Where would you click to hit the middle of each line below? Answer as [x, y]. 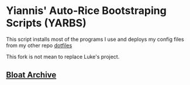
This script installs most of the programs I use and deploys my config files [95, 39]
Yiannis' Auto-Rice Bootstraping [86, 11]
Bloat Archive [31, 75]
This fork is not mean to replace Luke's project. [63, 56]
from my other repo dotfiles [39, 45]
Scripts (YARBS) [46, 23]
